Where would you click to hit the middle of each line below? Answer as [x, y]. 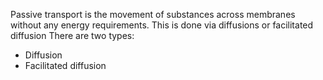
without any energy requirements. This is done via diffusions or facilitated [162, 25]
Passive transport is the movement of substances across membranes [153, 14]
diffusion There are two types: [72, 35]
